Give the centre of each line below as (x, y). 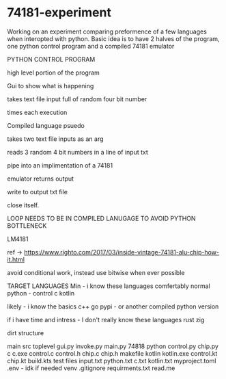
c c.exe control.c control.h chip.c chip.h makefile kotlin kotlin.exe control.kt (112, 353)
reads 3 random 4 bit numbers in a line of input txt (78, 152)
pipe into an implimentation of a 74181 (60, 165)
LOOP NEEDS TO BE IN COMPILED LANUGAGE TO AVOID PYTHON (101, 218)
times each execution (37, 112)
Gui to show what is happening (51, 86)
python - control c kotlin (41, 293)
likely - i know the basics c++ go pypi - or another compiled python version (113, 306)
